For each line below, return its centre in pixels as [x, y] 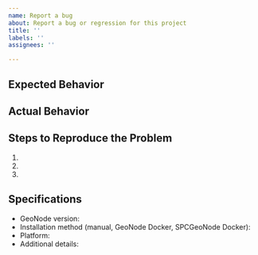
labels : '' [26, 38]
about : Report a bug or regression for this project [98, 23]
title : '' [25, 30]
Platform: [35, 235]
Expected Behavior [57, 84]
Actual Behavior [49, 111]
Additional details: [49, 244]
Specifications [45, 199]
